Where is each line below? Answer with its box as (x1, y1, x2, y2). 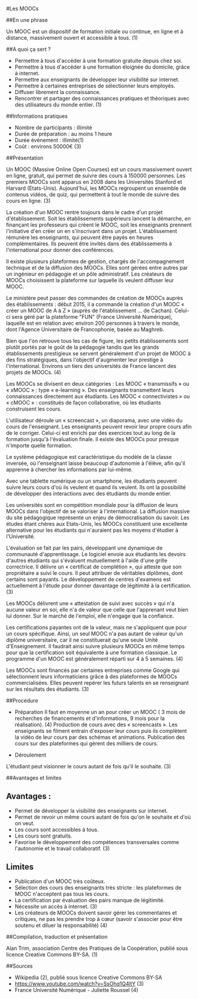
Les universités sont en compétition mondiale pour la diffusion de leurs (6, 502, 179, 508)
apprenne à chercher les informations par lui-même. (6, 466, 133, 473)
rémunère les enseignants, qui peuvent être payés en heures (6, 234, 154, 241)
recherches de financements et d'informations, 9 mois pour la (14, 715, 165, 722)
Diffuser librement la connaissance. (14, 89, 101, 95)
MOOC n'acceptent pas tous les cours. (14, 890, 110, 897)
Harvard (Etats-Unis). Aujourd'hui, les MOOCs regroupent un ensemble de (6, 185, 187, 192)
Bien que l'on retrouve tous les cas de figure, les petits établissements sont (6, 337, 189, 344)
